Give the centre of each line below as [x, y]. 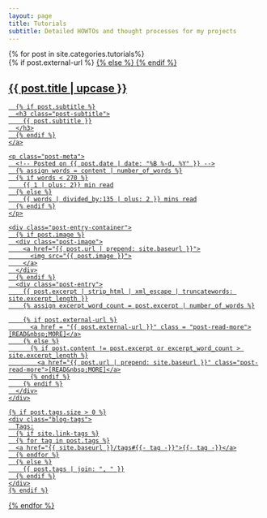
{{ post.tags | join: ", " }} [74, 469]
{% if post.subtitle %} [55, 107]
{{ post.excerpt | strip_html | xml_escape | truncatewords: [128, 292]
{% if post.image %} [50, 235]
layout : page [30, 16]
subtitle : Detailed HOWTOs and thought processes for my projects [123, 31]
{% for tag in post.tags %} [63, 441]
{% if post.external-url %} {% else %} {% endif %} [93, 63]
